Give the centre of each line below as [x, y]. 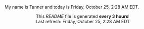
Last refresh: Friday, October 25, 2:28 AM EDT [83, 22]
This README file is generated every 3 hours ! [83, 16]
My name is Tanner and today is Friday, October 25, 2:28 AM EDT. [72, 7]
